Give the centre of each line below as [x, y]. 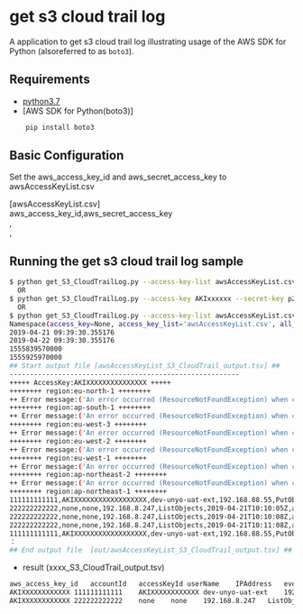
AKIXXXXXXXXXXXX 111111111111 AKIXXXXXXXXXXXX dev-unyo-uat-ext [139, 592]
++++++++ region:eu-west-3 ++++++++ [78, 425]
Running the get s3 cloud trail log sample [127, 261]
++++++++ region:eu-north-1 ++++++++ [80, 391]
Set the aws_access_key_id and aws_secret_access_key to [118, 177]
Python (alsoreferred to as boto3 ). [72, 50]
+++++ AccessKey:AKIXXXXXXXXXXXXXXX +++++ [90, 382]
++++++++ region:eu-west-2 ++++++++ [78, 441]
